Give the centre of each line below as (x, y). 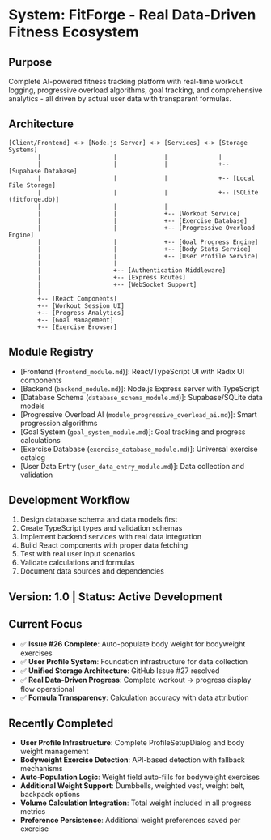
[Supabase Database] (43, 171)
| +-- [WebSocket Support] (117, 284)
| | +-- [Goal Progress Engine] (148, 242)
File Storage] (32, 185)
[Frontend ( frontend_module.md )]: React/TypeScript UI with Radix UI (132, 371)
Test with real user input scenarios (78, 554)
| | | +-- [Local (146, 178)
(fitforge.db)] (34, 199)
